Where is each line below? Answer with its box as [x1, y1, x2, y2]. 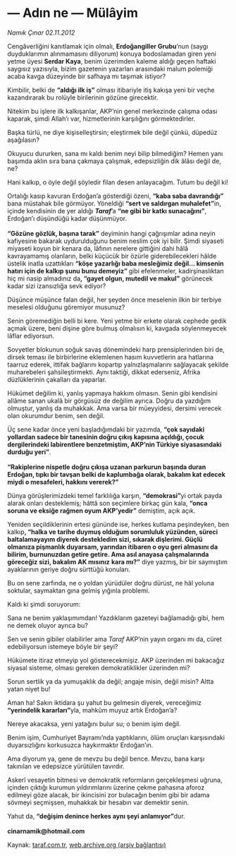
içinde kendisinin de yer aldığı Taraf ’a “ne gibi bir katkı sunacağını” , [7, 206, 206, 215]
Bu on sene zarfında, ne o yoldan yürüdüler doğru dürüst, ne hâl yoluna [7, 578, 215, 587]
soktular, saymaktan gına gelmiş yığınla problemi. [7, 586, 150, 595]
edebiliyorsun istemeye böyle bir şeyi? [7, 642, 118, 650]
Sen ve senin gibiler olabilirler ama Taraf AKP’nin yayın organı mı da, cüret [7, 634, 222, 643]
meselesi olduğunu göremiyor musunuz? [7, 302, 125, 311]
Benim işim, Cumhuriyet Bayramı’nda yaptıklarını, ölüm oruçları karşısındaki [7, 733, 225, 742]
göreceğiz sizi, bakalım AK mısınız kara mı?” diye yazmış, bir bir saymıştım [7, 557, 228, 566]
